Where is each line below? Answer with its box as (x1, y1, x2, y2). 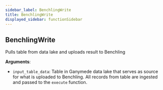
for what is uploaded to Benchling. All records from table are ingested (12, 74, 158, 80)
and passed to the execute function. (12, 79, 88, 85)
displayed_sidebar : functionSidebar (5, 17, 83, 22)
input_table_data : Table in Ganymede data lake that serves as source (12, 69, 158, 75)
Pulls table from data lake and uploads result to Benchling (5, 49, 126, 55)
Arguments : (5, 59, 31, 65)
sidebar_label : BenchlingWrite (5, 7, 71, 13)
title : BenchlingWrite (5, 12, 53, 17)
